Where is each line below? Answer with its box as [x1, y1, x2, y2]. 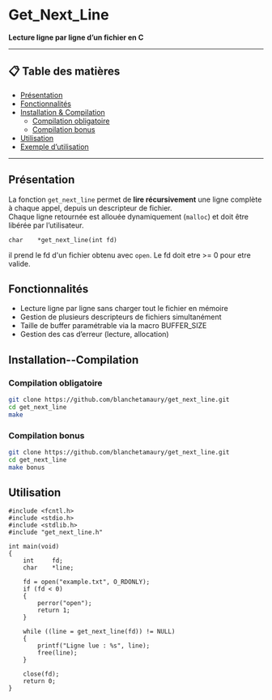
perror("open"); [37, 600, 92, 608]
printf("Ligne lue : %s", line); [37, 642, 151, 650]
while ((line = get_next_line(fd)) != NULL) [23, 628, 176, 636]
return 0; [23, 677, 57, 685]
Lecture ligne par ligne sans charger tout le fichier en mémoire [19, 304, 228, 314]
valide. [8, 258, 31, 268]
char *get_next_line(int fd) [8, 236, 117, 244]
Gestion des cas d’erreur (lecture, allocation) [19, 330, 169, 339]
